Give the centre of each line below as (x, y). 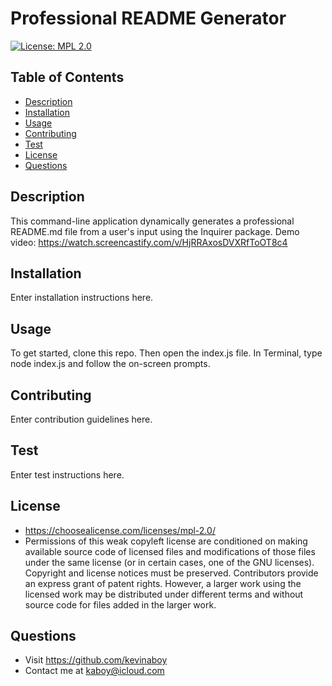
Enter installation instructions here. (82, 298)
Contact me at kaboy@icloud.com (94, 671)
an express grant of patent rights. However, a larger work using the (163, 583)
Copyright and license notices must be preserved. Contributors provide (171, 573)
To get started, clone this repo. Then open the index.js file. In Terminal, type (166, 353)
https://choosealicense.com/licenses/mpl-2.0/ (120, 530)
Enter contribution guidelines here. (81, 419)
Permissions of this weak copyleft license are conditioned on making (166, 541)
